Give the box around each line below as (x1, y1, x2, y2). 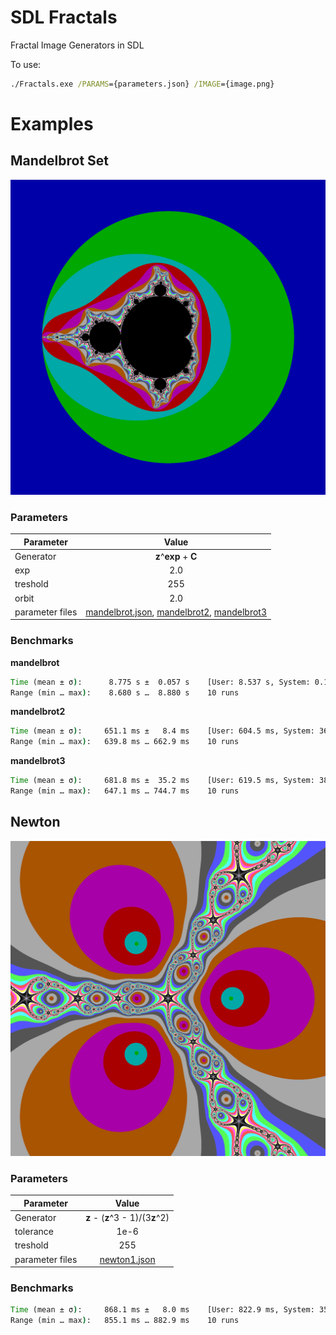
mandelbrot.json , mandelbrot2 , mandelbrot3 (85, 606, 268, 618)
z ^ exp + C (154, 550, 198, 562)
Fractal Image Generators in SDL (10, 39, 145, 51)
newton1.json (99, 1253, 156, 1265)
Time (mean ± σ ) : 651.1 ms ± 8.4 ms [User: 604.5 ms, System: (10, 726, 315, 736)
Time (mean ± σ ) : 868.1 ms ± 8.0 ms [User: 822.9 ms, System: (10, 1305, 315, 1315)
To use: (10, 58, 42, 70)
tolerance (14, 1226, 54, 1238)
